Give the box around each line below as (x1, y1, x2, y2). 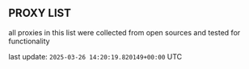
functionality (8, 36, 50, 46)
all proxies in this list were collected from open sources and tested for (8, 27, 241, 37)
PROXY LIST (8, 6, 71, 20)
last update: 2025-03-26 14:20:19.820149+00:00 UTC (8, 51, 183, 61)
